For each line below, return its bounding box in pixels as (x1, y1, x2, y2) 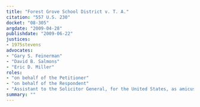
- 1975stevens (6, 42, 42, 48)
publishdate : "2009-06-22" (6, 31, 73, 37)
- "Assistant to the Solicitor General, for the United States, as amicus (6, 86, 196, 92)
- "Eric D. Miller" (6, 64, 55, 70)
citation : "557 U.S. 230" (6, 14, 70, 20)
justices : (6, 36, 31, 42)
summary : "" (6, 92, 36, 97)
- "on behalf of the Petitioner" (6, 75, 89, 81)
